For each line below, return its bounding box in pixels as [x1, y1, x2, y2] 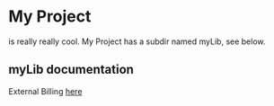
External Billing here [8, 85, 83, 96]
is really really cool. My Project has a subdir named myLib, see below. [8, 36, 266, 47]
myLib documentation [8, 62, 134, 77]
